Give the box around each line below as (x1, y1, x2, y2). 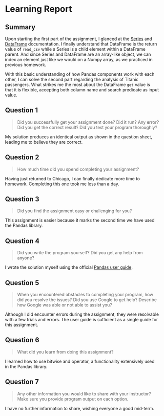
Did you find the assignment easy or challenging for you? (17, 208, 132, 214)
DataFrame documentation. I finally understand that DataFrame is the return (5, 41, 157, 47)
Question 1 (5, 106, 38, 114)
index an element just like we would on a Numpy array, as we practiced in (5, 57, 153, 62)
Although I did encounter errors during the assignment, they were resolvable (5, 311, 159, 317)
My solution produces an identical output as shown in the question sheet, (5, 133, 153, 140)
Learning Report (5, 3, 72, 15)
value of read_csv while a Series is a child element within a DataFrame (5, 46, 146, 52)
